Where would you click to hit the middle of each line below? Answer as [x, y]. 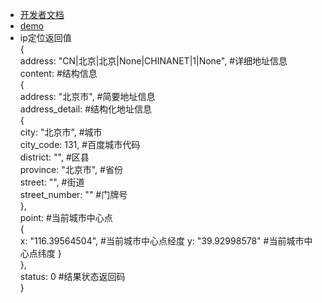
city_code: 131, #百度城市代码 [80, 144]
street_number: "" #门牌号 [73, 194]
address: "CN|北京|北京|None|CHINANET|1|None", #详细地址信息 [153, 61]
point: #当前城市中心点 [66, 217]
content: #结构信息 [58, 73]
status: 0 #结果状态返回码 [72, 276]
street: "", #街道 [52, 182]
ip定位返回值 [45, 37]
